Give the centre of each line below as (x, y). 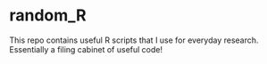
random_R (48, 16)
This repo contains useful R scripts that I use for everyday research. (134, 40)
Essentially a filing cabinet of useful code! (86, 49)
